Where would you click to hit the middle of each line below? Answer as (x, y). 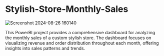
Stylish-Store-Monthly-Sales (67, 9)
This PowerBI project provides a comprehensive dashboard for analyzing (80, 32)
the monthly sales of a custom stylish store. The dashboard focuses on (78, 38)
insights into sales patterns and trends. (45, 48)
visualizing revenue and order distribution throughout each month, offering (82, 43)
